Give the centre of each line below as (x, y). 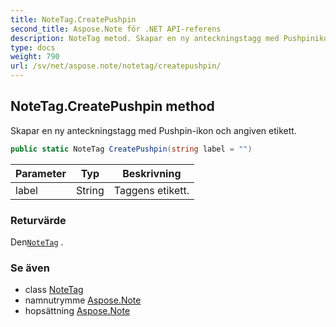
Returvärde (38, 220)
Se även (30, 268)
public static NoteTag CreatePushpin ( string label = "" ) (131, 149)
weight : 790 (35, 57)
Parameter (41, 173)
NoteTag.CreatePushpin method (112, 106)
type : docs (33, 47)
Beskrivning (152, 173)
